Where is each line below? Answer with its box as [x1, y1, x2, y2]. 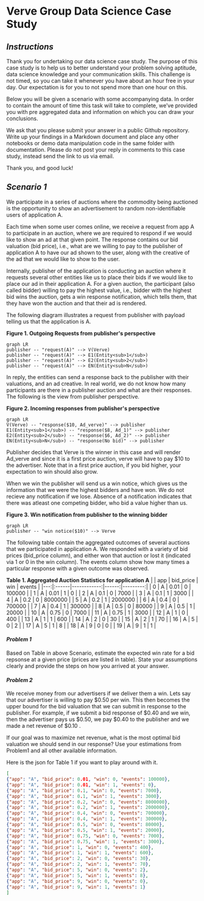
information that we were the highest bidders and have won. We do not [6, 486, 185, 493]
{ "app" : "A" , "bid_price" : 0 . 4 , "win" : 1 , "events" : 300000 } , [6, 816, 167, 822]
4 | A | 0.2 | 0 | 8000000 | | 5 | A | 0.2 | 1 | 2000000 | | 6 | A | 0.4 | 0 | [6, 596, 180, 603]
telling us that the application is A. [6, 318, 91, 325]
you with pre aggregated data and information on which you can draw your [6, 109, 194, 115]
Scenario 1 [6, 182, 47, 193]
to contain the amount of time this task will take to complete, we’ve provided [6, 102, 198, 109]
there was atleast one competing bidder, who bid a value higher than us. [6, 499, 188, 507]
